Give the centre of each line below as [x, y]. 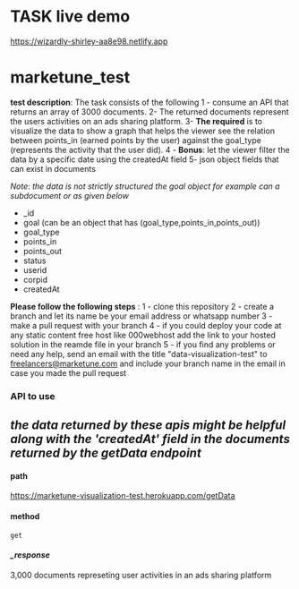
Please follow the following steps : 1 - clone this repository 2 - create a [142, 306]
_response [30, 555]
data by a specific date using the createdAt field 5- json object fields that [145, 159]
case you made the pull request [68, 372]
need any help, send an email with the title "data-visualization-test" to [139, 354]
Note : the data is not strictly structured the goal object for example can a [145, 186]
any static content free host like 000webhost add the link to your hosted [143, 335]
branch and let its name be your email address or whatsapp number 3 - [141, 316]
